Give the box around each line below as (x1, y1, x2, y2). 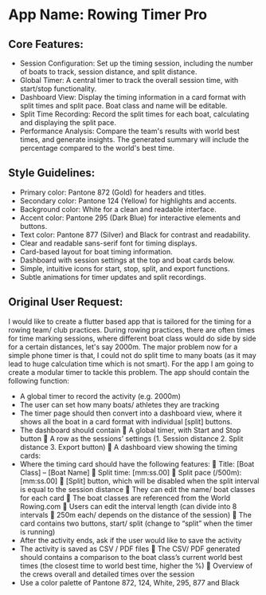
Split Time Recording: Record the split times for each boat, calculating (19, 109, 249, 119)
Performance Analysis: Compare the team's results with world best (19, 126, 241, 136)
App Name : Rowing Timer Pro (8, 6, 208, 24)
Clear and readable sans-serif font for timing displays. (19, 238, 198, 248)
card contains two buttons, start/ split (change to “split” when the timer (19, 518, 253, 528)
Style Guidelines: (8, 166, 96, 180)
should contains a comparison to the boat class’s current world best (19, 552, 243, 562)
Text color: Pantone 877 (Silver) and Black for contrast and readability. (19, 230, 251, 239)
